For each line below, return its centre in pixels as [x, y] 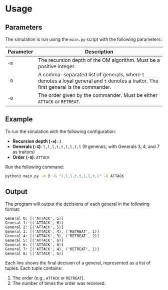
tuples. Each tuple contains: [34, 268]
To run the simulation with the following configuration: [61, 131]
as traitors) [23, 152]
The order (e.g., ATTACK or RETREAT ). [48, 278]
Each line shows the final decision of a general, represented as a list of [78, 263]
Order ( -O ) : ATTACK [31, 157]
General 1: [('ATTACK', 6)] [34, 223]
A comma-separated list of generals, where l [91, 75]
